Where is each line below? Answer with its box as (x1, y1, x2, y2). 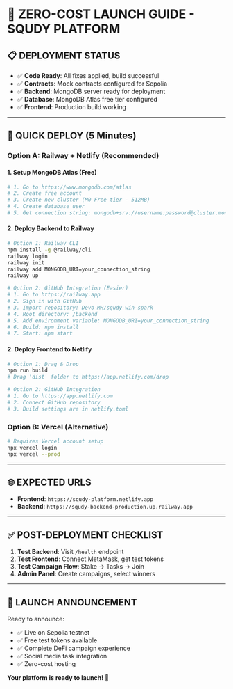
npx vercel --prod (7, 450, 60, 458)
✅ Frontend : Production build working (17, 103, 127, 111)
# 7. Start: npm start (7, 330, 73, 337)
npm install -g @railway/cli (7, 246, 92, 253)
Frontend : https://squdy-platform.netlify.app (17, 495, 154, 503)
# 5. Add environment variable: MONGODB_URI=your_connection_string (7, 317, 209, 324)
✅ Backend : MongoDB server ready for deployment (17, 87, 166, 95)
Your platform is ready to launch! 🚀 (7, 674, 110, 682)
